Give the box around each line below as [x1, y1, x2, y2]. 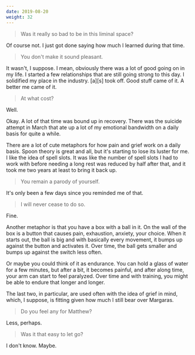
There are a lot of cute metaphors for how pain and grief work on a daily [6, 141, 181, 148]
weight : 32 [6, 14, 33, 20]
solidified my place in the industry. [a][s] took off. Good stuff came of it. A [6, 77, 184, 84]
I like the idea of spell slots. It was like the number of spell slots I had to [6, 154, 178, 161]
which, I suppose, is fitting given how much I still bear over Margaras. [6, 296, 174, 303]
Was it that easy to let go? [20, 330, 83, 337]
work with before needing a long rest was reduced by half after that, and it [6, 160, 186, 167]
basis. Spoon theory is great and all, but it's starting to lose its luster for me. [6, 148, 190, 155]
